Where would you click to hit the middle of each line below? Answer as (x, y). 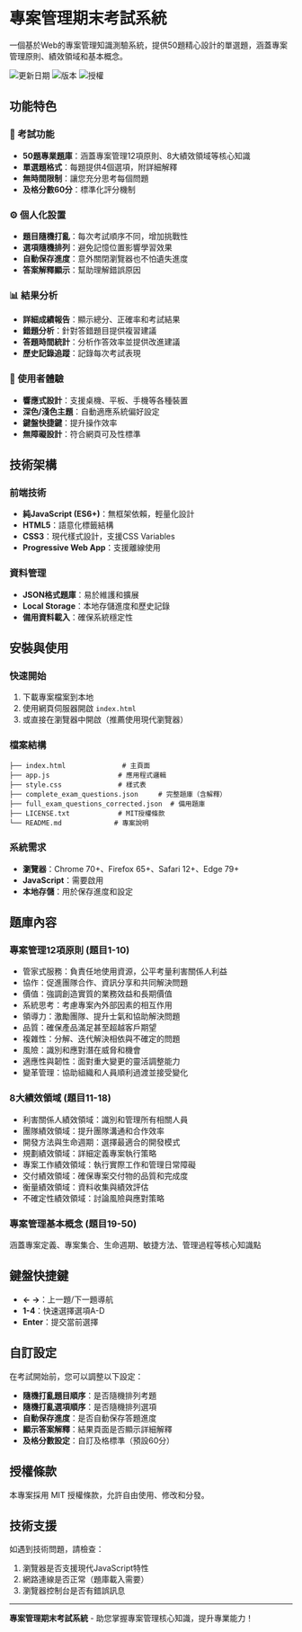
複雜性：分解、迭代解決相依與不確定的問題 (101, 1039)
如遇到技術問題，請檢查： (57, 1549)
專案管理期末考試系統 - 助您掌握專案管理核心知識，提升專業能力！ (132, 1619)
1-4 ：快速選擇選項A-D (63, 1310)
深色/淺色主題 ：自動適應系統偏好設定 (91, 411)
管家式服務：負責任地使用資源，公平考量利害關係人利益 (124, 971)
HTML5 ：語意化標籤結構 (68, 525)
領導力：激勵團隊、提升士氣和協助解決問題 (101, 1016)
